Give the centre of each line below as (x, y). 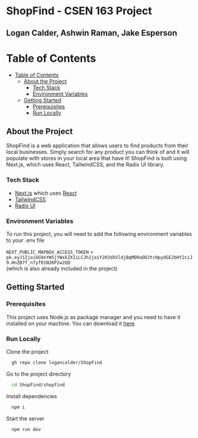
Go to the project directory (39, 374)
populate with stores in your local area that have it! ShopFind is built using (97, 158)
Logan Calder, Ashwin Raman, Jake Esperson (92, 33)
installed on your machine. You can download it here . (71, 323)
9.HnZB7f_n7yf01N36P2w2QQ (38, 263)
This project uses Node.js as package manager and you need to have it (93, 317)
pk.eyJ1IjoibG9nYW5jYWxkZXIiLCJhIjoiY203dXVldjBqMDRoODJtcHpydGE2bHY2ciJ (100, 257)
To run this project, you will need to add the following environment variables (99, 234)
